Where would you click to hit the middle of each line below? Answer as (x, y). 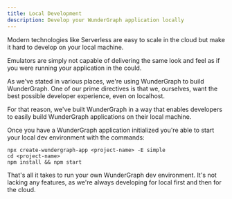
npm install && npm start (44, 162)
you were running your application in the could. (74, 68)
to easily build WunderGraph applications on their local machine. (99, 116)
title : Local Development (44, 13)
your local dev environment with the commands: (76, 137)
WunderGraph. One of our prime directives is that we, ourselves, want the (113, 88)
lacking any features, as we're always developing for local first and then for (114, 182)
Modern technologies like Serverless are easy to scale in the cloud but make (116, 39)
